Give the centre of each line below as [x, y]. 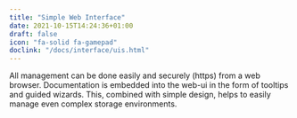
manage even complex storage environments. [93, 104]
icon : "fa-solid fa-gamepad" [63, 42]
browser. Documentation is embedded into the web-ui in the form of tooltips [149, 85]
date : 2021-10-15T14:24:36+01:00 [71, 26]
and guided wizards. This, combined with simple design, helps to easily [140, 95]
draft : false [33, 34]
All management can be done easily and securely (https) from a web [135, 75]
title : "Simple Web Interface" [67, 17]
